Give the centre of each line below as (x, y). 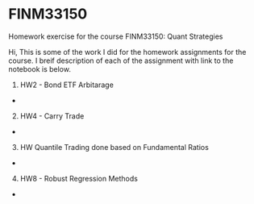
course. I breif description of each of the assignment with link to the (121, 60)
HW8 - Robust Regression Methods (79, 178)
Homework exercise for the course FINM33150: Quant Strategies (116, 36)
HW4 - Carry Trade (52, 116)
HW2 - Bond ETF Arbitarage (67, 85)
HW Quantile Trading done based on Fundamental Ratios (115, 147)
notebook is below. (40, 69)
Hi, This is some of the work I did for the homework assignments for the (127, 52)
